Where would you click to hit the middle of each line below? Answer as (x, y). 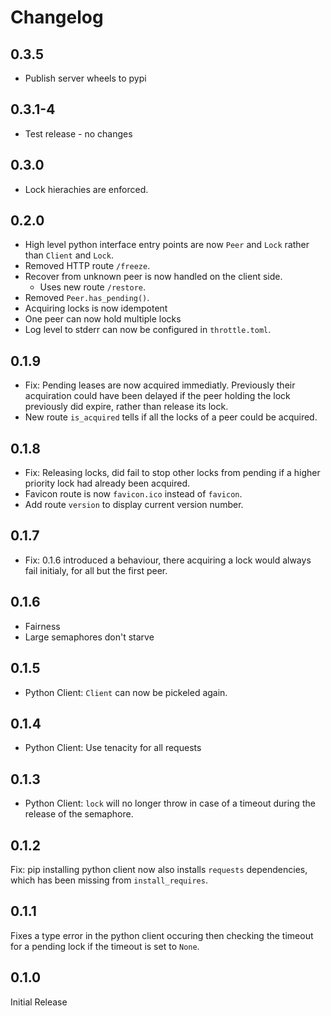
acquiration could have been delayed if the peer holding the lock (157, 396)
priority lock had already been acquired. (107, 483)
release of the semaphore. (79, 814)
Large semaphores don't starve (89, 637)
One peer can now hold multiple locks (103, 319)
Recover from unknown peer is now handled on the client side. (153, 277)
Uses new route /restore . (93, 287)
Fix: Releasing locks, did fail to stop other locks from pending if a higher (172, 473)
